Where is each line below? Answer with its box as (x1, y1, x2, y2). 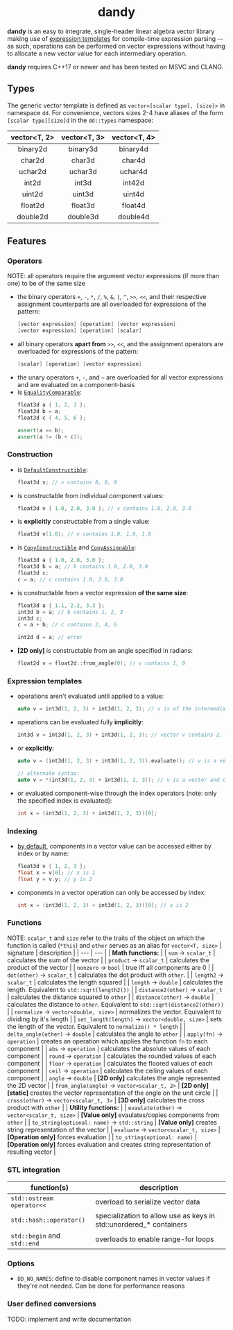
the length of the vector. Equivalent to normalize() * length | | (7, 1022, 186, 1030)
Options (7, 1259, 35, 1268)
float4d (121, 201, 146, 210)
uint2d (21, 189, 44, 198)
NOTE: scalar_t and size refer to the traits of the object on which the (7, 934, 205, 942)
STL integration (7, 1165, 60, 1175)
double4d (117, 212, 150, 221)
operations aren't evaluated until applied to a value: (17, 692, 164, 701)
